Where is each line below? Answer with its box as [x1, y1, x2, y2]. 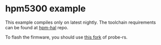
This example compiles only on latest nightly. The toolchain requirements [5, 19, 156, 25]
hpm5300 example [5, 3, 86, 14]
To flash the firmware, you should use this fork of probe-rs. [5, 34, 128, 40]
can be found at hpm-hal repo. [5, 24, 69, 30]
